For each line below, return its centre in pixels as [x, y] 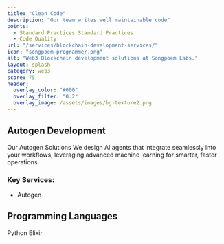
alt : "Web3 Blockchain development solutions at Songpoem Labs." [102, 58]
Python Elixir [25, 233]
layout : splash [29, 65]
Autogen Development [57, 131]
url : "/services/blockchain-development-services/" [82, 45]
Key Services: [31, 179]
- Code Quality [35, 39]
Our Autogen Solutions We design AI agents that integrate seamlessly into [112, 147]
